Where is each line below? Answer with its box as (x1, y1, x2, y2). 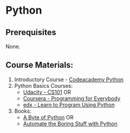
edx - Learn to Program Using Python (23, 101, 115, 108)
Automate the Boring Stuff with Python (23, 120, 118, 127)
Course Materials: (5, 60, 74, 70)
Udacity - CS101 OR (23, 88, 71, 96)
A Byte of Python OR (23, 113, 74, 121)
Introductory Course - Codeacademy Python (14, 75, 124, 83)
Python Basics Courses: (14, 82, 73, 89)
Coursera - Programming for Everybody (23, 94, 121, 102)
